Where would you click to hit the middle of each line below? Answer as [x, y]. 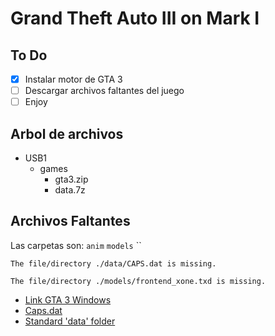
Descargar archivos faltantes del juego [104, 91]
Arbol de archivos [67, 133]
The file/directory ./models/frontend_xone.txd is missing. [138, 281]
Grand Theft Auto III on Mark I [135, 18]
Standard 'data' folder [70, 321]
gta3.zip [71, 179]
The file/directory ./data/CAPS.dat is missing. [113, 263]
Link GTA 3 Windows [68, 299]
